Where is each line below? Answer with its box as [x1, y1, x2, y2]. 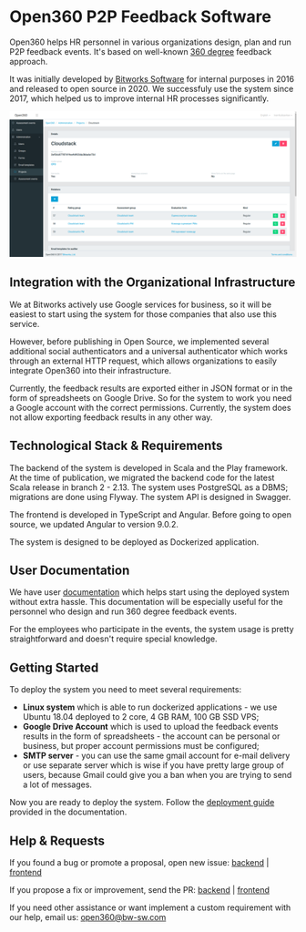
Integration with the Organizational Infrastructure [9, 275, 296, 291]
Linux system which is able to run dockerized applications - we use [22, 702, 278, 712]
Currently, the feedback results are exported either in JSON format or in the [9, 383, 293, 394]
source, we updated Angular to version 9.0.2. [9, 518, 179, 529]
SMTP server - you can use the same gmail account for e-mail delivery [22, 750, 291, 762]
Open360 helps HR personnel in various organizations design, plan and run [9, 36, 291, 47]
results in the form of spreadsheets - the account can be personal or [22, 731, 280, 742]
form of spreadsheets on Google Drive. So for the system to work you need [9, 392, 292, 403]
